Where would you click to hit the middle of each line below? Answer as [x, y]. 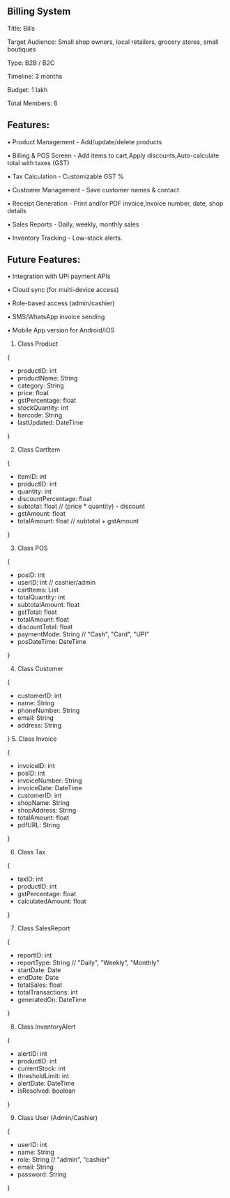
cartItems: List [38, 590]
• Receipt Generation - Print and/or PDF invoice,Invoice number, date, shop [115, 203]
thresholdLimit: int [43, 1076]
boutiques [22, 49]
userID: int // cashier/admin [56, 583]
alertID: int [32, 1054]
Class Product [37, 344]
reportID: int [34, 955]
